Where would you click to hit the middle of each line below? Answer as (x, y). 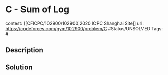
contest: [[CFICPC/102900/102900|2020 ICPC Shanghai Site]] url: (75, 23)
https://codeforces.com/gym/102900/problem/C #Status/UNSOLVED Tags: (84, 28)
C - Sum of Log (38, 9)
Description (24, 50)
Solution (19, 67)
